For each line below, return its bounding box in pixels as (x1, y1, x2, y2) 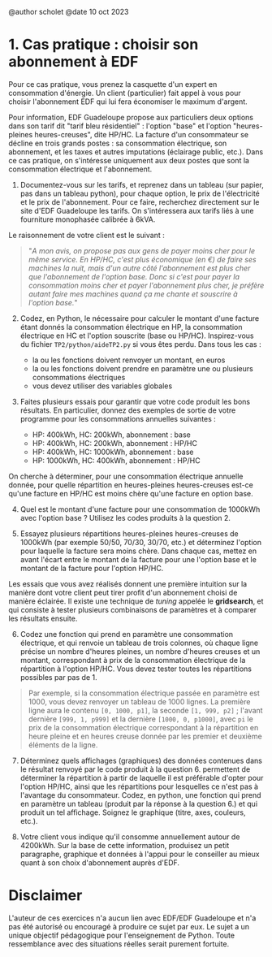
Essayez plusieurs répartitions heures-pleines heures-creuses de (19, 528, 239, 539)
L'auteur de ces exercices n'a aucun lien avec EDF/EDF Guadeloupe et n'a (8, 913, 257, 923)
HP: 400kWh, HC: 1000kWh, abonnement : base (32, 447, 194, 457)
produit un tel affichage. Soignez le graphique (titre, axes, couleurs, (19, 808, 246, 817)
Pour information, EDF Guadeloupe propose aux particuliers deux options (8, 112, 254, 122)
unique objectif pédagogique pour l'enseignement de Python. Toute (8, 930, 235, 940)
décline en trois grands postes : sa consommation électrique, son (8, 138, 227, 148)
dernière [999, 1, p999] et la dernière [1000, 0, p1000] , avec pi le (28, 714, 253, 724)
